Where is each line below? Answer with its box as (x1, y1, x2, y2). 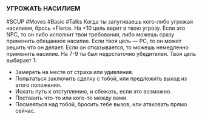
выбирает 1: (6, 56, 37, 64)
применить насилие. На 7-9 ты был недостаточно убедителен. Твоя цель (6, 50, 196, 58)
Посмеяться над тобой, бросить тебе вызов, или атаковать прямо (15, 101, 187, 108)
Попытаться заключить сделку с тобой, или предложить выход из (15, 75, 187, 83)
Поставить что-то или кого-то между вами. (15, 94, 128, 101)
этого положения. (15, 81, 62, 89)
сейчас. (15, 107, 36, 115)
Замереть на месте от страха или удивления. (15, 69, 133, 76)
